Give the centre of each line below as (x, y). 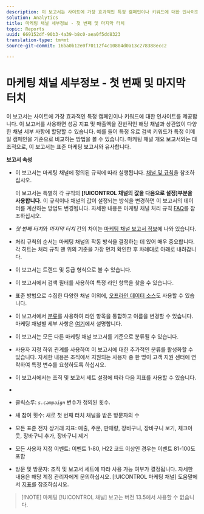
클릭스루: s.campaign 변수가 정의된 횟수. (63, 402)
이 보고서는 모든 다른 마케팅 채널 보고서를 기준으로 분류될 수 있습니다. (97, 336)
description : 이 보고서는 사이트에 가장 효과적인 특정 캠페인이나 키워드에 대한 (93, 12)
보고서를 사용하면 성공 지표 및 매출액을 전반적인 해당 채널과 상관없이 (106, 124)
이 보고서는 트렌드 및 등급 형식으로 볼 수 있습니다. (73, 269)
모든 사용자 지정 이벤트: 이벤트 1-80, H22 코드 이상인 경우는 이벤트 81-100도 (105, 448)
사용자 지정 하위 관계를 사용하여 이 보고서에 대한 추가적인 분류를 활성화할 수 (104, 349)
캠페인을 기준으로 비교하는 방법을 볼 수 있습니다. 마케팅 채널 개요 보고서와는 (102, 139)
